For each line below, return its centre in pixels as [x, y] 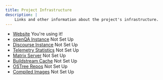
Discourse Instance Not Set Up [45, 45]
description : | [21, 15]
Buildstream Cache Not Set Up [45, 61]
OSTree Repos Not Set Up [40, 66]
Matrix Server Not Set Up [39, 56]
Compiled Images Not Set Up [43, 72]
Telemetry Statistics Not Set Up [46, 50]
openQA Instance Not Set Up [43, 39]
